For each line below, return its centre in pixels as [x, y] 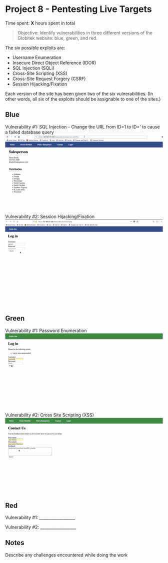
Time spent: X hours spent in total [40, 23]
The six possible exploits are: [35, 47]
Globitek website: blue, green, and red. [57, 38]
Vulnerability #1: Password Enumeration [46, 330]
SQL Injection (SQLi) [33, 68]
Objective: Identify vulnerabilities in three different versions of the [85, 32]
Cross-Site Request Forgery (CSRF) [49, 78]
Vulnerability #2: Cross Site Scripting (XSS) [49, 415]
